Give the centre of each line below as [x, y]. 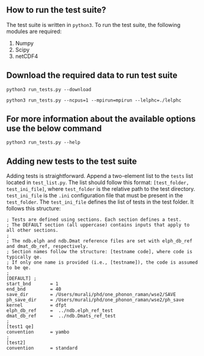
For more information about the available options [101, 119]
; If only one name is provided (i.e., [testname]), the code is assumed [102, 262]
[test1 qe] [20, 327]
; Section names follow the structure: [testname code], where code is [99, 252]
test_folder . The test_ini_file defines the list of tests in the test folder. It [100, 202]
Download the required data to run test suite [92, 76]
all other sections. [33, 231]
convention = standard [42, 348]
